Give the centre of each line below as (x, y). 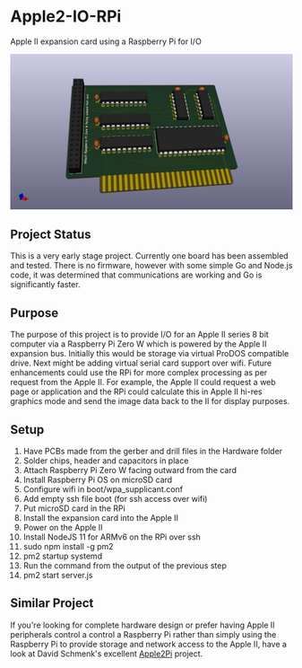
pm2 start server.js (58, 575)
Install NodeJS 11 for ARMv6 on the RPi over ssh (112, 537)
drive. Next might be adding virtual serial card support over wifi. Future (141, 363)
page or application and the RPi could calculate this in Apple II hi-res (136, 391)
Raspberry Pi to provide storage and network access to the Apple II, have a (149, 644)
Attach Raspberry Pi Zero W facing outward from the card (129, 470)
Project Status (51, 234)
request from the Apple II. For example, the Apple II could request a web (143, 382)
